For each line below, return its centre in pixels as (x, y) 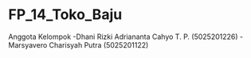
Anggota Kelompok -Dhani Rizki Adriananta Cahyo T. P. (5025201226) (123, 37)
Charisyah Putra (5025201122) (99, 44)
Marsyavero (28, 44)
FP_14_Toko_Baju (65, 15)
